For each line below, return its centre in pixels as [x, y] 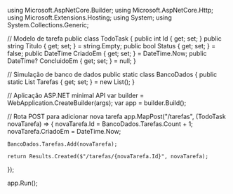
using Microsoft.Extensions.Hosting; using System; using [89, 18]
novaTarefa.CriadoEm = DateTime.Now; [64, 131]
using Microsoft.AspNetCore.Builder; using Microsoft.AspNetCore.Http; [111, 10]
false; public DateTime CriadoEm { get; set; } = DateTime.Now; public [107, 53]
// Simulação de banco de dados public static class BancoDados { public [112, 74]
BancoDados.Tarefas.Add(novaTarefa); [62, 144]
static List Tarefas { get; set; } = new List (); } [71, 82]
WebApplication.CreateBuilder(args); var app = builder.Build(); [97, 103]
